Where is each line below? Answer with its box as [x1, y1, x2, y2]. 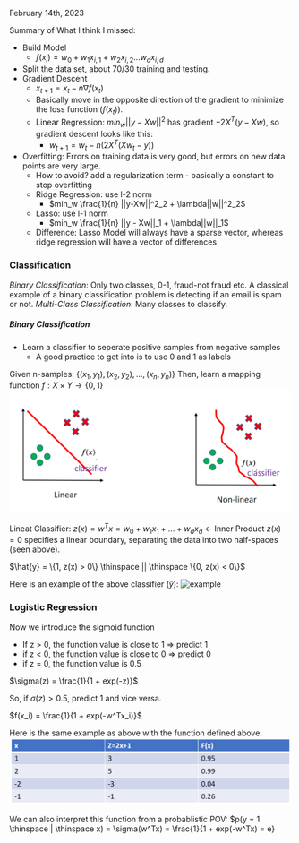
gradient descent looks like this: [35, 128, 154, 139]
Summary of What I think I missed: [9, 25, 136, 35]
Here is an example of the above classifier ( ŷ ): [9, 579, 179, 589]
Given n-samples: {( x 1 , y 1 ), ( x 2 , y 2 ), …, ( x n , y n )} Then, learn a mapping [9, 368, 261, 382]
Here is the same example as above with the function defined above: [9, 727, 262, 738]
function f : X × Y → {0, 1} [9, 380, 104, 391]
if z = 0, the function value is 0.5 [21, 658, 141, 668]
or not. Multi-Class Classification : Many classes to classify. [9, 298, 228, 309]
